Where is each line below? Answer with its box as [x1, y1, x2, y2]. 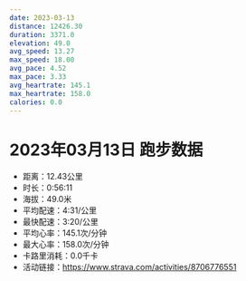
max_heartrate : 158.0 [9, 89, 91, 98]
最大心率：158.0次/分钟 [22, 239, 109, 250]
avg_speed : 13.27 [9, 47, 75, 56]
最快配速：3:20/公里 [22, 217, 99, 228]
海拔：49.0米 [22, 194, 72, 205]
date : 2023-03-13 [9, 13, 75, 23]
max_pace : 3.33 [9, 73, 67, 82]
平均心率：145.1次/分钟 [22, 228, 108, 238]
